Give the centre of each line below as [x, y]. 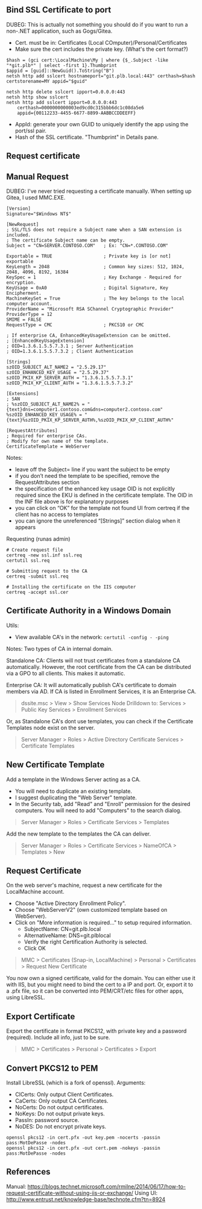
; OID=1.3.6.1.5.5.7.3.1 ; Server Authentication [70, 346]
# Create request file [35, 550]
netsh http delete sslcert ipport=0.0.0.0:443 [66, 92]
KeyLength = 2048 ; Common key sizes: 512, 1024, [96, 267]
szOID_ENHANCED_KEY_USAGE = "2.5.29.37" [58, 373]
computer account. [29, 304]
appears [25, 527]
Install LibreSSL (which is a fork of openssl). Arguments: [76, 1083]
